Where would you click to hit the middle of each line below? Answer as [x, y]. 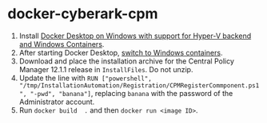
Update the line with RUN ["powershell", [86, 78]
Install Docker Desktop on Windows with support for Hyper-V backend [135, 36]
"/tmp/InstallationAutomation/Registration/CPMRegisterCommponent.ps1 [139, 85]
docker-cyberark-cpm [83, 14]
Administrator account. [57, 102]
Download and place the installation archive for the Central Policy [127, 61]
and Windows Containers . [62, 44]
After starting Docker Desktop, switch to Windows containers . [121, 52]
